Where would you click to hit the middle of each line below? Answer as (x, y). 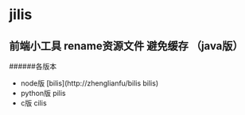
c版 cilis (33, 103)
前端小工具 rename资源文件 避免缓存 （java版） (126, 46)
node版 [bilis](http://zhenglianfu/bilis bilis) (89, 83)
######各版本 (33, 66)
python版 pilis (43, 93)
